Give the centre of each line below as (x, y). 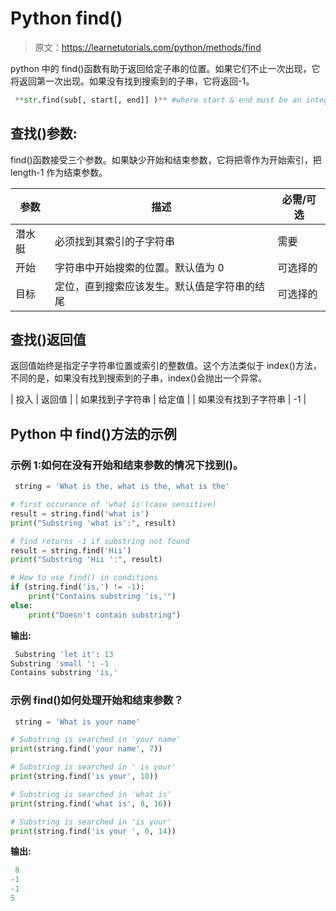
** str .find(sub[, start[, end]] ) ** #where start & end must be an (158, 100)
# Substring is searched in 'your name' (96, 740)
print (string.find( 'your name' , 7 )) (86, 749)
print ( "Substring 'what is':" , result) (93, 523)
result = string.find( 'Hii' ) (71, 550)
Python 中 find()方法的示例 (93, 433)
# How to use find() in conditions (84, 578)
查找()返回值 (48, 340)
